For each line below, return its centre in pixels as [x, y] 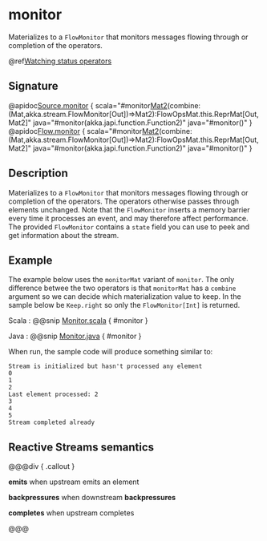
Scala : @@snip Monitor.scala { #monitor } [78, 321]
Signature [33, 86]
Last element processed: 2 [53, 394]
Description [38, 174]
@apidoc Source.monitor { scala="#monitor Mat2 [88, 105]
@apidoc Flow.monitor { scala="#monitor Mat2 [84, 131]
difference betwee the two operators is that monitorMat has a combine [122, 288]
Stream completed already [51, 422]
